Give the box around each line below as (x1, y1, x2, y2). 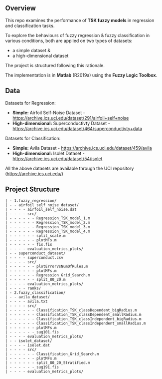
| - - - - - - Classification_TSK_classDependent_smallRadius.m (5, 312, 142, 317)
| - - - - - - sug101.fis (5, 330, 59, 335)
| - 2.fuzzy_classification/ (5, 290, 66, 295)
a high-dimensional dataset (12, 53, 69, 59)
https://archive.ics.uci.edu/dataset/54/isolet (12, 155, 103, 162)
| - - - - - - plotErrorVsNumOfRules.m (5, 264, 88, 269)
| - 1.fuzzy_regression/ (5, 198, 57, 203)
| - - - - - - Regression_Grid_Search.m (5, 273, 91, 278)
